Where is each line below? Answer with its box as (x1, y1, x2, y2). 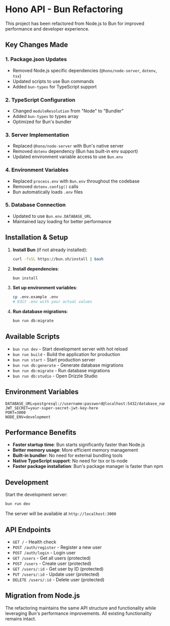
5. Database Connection (5, 201, 66, 208)
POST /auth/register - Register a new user (12, 544, 102, 550)
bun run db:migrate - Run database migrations (12, 367, 110, 373)
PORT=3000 (5, 410, 26, 415)
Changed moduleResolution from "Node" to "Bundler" (12, 108, 124, 114)
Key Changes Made (5, 41, 68, 49)
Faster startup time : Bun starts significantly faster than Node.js (12, 441, 145, 448)
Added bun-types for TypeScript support (12, 83, 97, 90)
